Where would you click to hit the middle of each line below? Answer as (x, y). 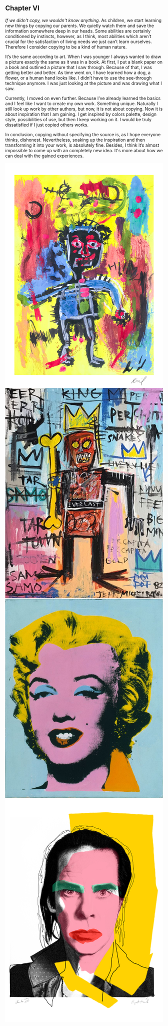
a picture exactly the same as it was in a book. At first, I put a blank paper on (84, 62)
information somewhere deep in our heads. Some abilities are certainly (78, 31)
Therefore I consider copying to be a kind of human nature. (66, 47)
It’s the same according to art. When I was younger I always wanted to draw (83, 57)
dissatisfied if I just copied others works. (47, 125)
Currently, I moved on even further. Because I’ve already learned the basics (83, 98)
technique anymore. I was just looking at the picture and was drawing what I (83, 83)
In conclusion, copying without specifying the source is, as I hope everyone (83, 134)
